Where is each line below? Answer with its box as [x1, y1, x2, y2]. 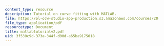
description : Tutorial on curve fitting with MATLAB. [5, 11, 117, 16]
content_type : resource [5, 7, 54, 12]
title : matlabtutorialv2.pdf [5, 29, 64, 34]
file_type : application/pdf [5, 20, 62, 25]
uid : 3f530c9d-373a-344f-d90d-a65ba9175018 [5, 34, 95, 39]
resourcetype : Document [5, 25, 54, 30]
